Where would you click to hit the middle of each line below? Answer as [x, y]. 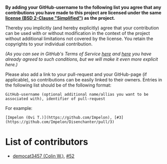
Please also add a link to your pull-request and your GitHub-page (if [76, 74]
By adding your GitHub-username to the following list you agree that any [83, 7]
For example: [19, 108]
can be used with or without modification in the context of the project [78, 33]
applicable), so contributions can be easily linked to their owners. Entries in [84, 80]
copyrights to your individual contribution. [49, 44]
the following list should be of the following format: [58, 85]
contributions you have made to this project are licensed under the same [83, 13]
